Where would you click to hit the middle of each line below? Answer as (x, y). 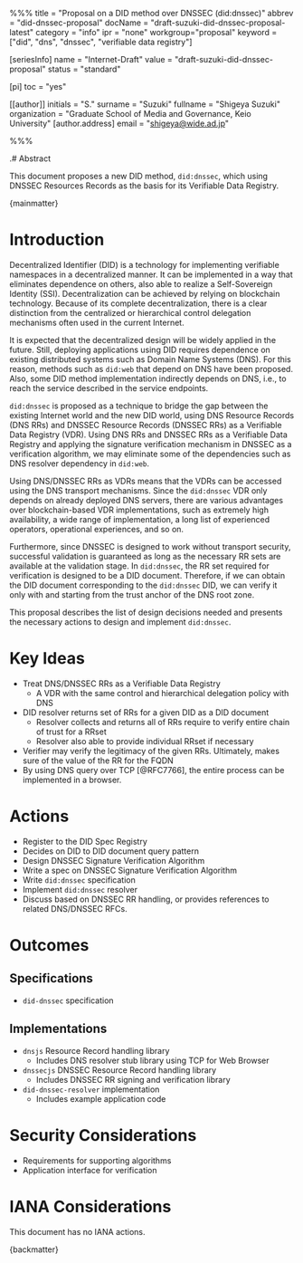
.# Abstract (30, 158)
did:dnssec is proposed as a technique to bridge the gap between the (139, 406)
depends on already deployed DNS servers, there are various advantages (146, 500)
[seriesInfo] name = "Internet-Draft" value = (91, 59)
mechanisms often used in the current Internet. (97, 322)
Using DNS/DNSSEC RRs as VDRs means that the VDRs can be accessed (146, 481)
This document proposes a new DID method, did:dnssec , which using (139, 176)
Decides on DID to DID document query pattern (110, 851)
